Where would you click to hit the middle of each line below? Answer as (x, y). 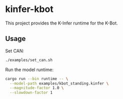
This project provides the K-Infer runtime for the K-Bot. (61, 23)
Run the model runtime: (29, 69)
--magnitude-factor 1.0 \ (37, 88)
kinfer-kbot (29, 9)
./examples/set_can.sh (29, 60)
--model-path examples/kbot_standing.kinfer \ (59, 83)
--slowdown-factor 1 (31, 93)
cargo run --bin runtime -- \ (37, 78)
